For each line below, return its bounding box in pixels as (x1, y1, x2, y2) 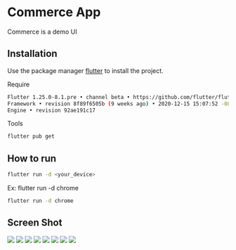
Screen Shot (7, 217, 63, 229)
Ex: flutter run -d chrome (7, 183, 79, 192)
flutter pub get (7, 133, 55, 140)
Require (7, 80, 30, 88)
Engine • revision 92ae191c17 (7, 107, 96, 114)
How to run (7, 152, 57, 164)
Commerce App (7, 4, 101, 20)
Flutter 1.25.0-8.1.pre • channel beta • (7, 93, 131, 100)
